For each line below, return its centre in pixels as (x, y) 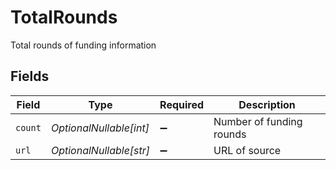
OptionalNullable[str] (100, 150)
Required (182, 104)
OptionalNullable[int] (100, 128)
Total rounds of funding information (83, 45)
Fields (30, 76)
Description (267, 104)
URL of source (247, 150)
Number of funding (258, 121)
